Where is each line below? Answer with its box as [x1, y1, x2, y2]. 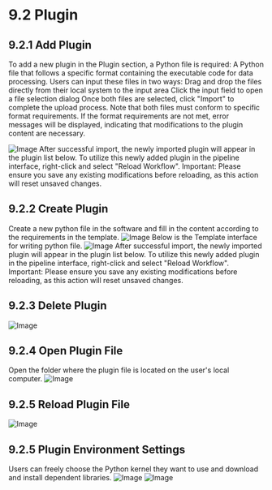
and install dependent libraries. [8, 473, 112, 483]
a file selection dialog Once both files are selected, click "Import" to [8, 94, 235, 103]
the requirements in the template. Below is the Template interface [8, 232, 257, 242]
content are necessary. [8, 128, 86, 138]
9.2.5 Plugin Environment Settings [8, 442, 185, 456]
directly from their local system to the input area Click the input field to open [8, 85, 264, 95]
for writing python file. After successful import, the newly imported [8, 241, 262, 251]
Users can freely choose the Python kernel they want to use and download [8, 464, 258, 474]
